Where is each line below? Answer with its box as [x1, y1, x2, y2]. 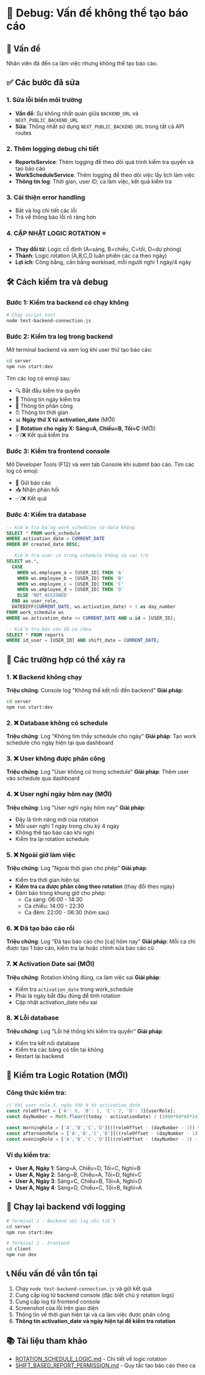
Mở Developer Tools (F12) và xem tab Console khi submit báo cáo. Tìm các [6, 461, 195, 468]
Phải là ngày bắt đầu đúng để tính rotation [15, 991, 121, 999]
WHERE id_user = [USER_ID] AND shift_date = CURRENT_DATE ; [6, 637, 160, 643]
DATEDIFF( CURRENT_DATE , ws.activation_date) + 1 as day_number [12, 604, 176, 610]
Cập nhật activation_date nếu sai [15, 998, 98, 1006]
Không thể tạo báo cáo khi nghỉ [15, 829, 95, 836]
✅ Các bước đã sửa [6, 77, 81, 88]
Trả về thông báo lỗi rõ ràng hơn [15, 213, 96, 221]
